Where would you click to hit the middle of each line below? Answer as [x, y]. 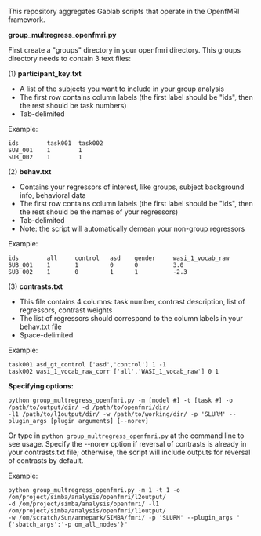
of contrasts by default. [46, 461]
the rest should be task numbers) [73, 106]
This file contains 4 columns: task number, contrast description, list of [132, 302]
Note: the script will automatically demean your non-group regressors [132, 228]
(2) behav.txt [30, 171]
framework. [27, 20]
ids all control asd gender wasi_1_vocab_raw [119, 258]
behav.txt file [40, 326]
